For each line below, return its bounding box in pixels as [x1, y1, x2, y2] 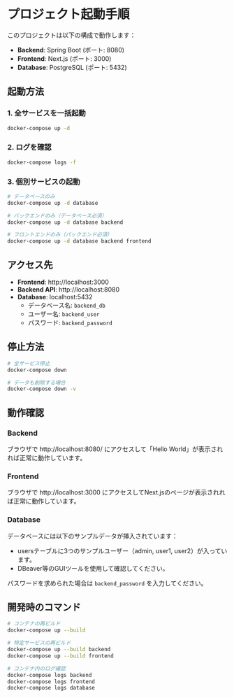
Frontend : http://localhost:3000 [17, 278, 110, 287]
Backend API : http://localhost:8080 [17, 285, 120, 294]
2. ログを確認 [7, 143, 52, 152]
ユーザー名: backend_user [27, 310, 100, 318]
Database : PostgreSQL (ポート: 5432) [17, 63, 127, 71]
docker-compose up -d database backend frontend [7, 238, 152, 245]
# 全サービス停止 [7, 359, 50, 367]
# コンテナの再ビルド [7, 620, 61, 627]
